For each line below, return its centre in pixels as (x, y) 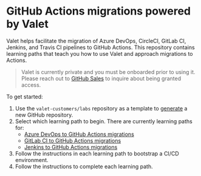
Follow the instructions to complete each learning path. (84, 166)
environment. (32, 160)
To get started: (25, 96)
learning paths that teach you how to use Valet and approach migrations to (100, 53)
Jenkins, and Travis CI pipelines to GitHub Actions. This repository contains (101, 47)
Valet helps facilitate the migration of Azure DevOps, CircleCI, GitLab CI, (96, 41)
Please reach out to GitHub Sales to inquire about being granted (101, 78)
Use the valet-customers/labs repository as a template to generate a (101, 108)
